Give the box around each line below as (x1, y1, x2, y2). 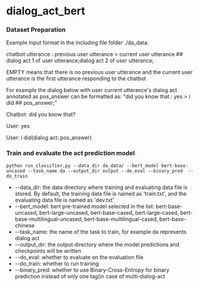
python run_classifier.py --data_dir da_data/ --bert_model (6, 163, 160, 169)
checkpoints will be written (14, 247, 82, 254)
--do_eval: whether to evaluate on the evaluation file (14, 253, 143, 261)
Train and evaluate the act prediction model (6, 149, 135, 157)
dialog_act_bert (6, 4, 85, 18)
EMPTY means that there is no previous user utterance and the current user (6, 69, 193, 76)
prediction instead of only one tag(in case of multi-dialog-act (14, 272, 166, 279)
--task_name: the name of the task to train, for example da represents (14, 228, 187, 235)
